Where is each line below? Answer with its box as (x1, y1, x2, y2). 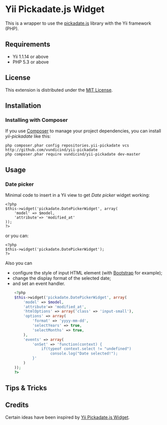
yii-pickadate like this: (5, 133, 51, 139)
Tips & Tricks (5, 384, 47, 392)
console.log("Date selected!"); (50, 351, 118, 356)
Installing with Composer (5, 116, 68, 123)
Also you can (5, 260, 33, 266)
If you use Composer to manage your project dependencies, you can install (5, 128, 161, 134)
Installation (5, 101, 41, 110)
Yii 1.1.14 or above (12, 53, 49, 59)
